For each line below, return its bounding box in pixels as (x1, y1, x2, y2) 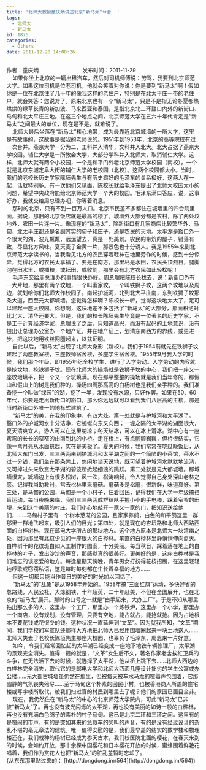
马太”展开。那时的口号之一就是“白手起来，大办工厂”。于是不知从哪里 (25, 596, 199, 603)
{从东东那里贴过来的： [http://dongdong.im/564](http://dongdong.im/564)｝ (6, 757, 197, 764)
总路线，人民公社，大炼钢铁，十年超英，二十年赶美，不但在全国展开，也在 (6, 588, 194, 595)
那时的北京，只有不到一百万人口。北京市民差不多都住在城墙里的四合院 (12, 204, 190, 212)
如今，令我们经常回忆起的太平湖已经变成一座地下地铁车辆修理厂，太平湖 (12, 642, 195, 649)
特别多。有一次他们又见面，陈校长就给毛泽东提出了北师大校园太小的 (27, 182, 200, 189)
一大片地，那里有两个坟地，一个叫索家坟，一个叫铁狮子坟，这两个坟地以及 (6, 281, 194, 288)
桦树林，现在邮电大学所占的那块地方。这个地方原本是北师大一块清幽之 (22, 526, 200, 534)
